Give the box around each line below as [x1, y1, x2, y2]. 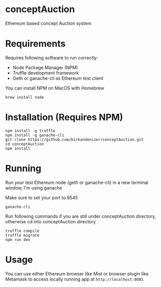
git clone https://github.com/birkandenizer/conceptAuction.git [5, 137, 144, 142]
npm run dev [5, 237, 30, 242]
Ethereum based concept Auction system [5, 20, 92, 26]
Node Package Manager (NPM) [12, 64, 78, 70]
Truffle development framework [12, 70, 79, 76]
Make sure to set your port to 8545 [5, 195, 78, 201]
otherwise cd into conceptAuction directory [5, 218, 96, 224]
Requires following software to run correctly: [5, 55, 98, 61]
